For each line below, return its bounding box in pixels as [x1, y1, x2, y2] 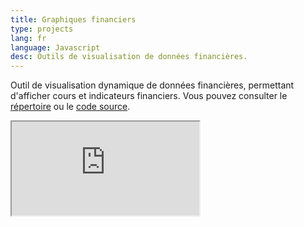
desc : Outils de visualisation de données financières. [10, 52, 248, 62]
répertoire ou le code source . [10, 101, 131, 113]
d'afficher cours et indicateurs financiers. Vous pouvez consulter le [10, 90, 288, 102]
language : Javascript [10, 42, 101, 53]
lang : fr [10, 33, 47, 43]
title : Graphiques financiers [10, 14, 137, 25]
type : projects [10, 24, 74, 34]
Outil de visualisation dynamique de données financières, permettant [10, 79, 295, 91]
